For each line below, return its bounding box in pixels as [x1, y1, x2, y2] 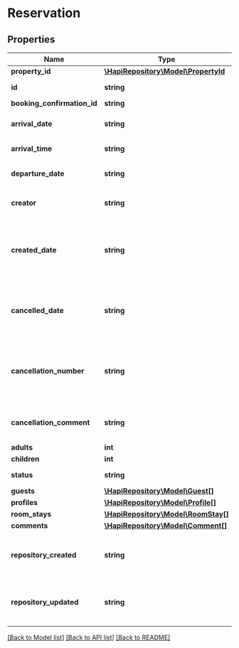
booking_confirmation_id [11, 98, 97, 108]
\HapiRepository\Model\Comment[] [104, 521, 228, 531]
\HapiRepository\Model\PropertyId [104, 66, 225, 76]
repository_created [11, 550, 77, 560]
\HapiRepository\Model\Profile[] [104, 498, 217, 507]
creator [11, 198, 37, 208]
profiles [11, 498, 38, 507]
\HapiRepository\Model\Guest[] [104, 486, 214, 496]
